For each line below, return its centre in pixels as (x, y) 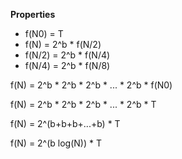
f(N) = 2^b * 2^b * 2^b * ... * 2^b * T (83, 104)
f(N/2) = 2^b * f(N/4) (67, 55)
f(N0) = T (44, 33)
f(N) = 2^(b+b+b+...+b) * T (65, 123)
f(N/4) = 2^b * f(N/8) (67, 65)
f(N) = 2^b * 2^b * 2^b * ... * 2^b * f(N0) (91, 85)
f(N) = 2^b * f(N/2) (63, 44)
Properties (33, 14)
